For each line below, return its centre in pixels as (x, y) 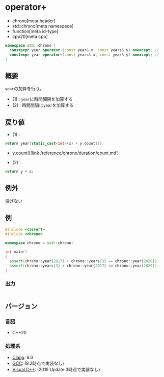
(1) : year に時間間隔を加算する (42, 99)
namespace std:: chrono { (30, 45)
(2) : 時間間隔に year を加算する (43, 105)
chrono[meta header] (34, 21)
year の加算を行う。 (25, 89)
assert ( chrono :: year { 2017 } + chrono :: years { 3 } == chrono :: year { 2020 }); (84, 261)
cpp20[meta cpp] (30, 36)
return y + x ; (20, 171)
